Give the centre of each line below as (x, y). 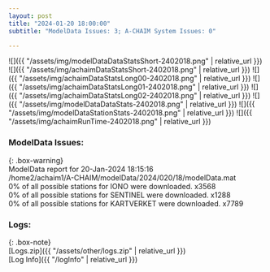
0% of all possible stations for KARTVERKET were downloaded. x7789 (126, 203)
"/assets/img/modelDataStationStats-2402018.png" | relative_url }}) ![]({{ (131, 113)
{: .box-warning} (36, 160)
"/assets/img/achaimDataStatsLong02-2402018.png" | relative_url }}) (135, 96)
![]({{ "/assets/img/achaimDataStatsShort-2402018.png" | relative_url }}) (129, 70)
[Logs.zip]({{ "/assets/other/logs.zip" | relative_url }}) (97, 250)
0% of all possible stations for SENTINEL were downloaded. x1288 (120, 195)
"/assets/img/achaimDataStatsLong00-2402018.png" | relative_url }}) (135, 79)
